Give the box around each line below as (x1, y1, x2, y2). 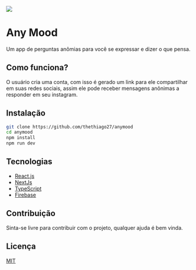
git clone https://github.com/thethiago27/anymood (6, 124, 133, 130)
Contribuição (6, 208, 56, 218)
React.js (14, 172, 35, 179)
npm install (6, 135, 35, 141)
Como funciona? (6, 63, 68, 73)
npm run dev (6, 140, 35, 146)
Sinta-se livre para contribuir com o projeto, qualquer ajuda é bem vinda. (6, 224, 183, 231)
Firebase (14, 191, 37, 198)
